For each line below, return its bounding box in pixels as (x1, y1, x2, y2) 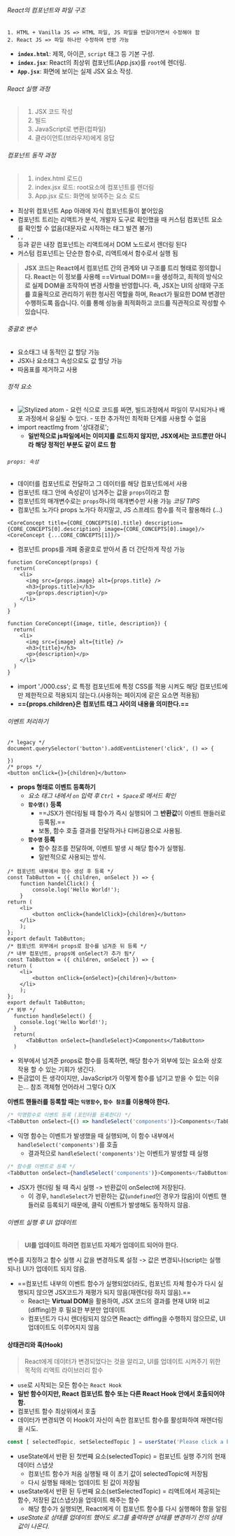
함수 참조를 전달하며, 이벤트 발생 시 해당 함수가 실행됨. (38, 844, 186, 853)
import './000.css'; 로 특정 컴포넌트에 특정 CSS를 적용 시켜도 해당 (17, 682, 198, 691)
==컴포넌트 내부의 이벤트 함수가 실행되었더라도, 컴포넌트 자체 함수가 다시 (17, 1279, 217, 1288)
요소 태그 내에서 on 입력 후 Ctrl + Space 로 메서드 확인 (27, 792, 176, 800)
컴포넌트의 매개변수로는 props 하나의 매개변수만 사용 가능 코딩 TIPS (17, 497, 200, 506)
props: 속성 (7, 458, 39, 465)
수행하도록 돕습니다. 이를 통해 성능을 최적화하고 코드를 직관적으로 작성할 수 (24, 299, 226, 307)
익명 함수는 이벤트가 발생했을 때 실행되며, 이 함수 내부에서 (17, 1132, 175, 1140)
